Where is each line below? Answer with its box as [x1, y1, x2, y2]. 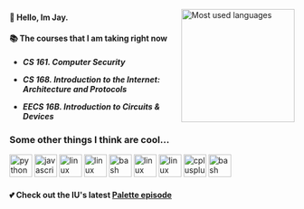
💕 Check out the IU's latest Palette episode [9, 189, 172, 200]
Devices [22, 110, 54, 121]
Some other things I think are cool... [9, 133, 170, 146]
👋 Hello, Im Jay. [9, 12, 69, 23]
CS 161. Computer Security [22, 56, 126, 67]
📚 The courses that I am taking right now [9, 33, 167, 44]
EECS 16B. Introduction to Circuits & [22, 100, 160, 112]
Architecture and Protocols [22, 83, 128, 94]
